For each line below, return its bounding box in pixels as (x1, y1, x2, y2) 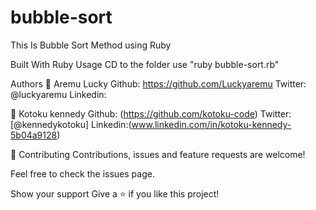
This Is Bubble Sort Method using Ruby (10, 39, 172, 51)
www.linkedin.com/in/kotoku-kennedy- (131, 118, 292, 130)
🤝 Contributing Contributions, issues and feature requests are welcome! (10, 148, 306, 160)
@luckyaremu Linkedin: (10, 88, 107, 100)
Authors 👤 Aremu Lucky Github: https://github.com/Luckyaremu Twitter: (10, 77, 307, 90)
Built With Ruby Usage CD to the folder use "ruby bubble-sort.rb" (10, 58, 280, 70)
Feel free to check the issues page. (10, 167, 155, 180)
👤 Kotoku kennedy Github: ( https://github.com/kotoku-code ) (10, 107, 258, 120)
